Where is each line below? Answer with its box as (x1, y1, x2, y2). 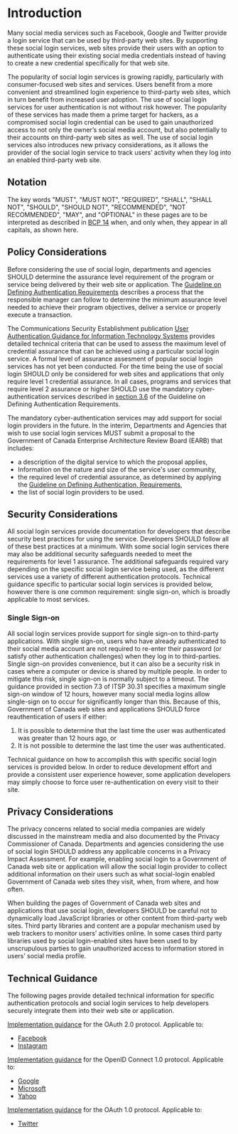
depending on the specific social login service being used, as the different (7, 565, 225, 573)
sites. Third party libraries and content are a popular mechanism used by (7, 921, 220, 930)
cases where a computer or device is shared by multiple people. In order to (7, 667, 227, 675)
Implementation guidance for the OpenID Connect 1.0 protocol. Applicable (7, 1055, 224, 1064)
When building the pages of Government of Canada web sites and (7, 899, 201, 908)
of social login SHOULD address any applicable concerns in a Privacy (7, 847, 211, 856)
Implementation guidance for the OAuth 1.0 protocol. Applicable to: (7, 1106, 202, 1114)
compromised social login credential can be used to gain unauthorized (7, 117, 214, 126)
